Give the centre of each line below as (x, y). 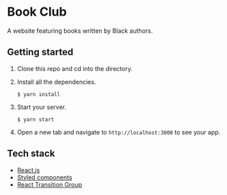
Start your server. (41, 107)
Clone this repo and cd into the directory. (75, 68)
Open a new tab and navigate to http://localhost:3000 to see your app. (119, 132)
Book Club (37, 12)
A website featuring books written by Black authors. (80, 31)
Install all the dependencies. (56, 82)
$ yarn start (36, 119)
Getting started (40, 52)
